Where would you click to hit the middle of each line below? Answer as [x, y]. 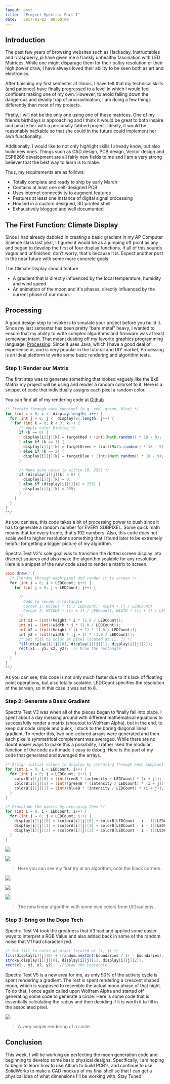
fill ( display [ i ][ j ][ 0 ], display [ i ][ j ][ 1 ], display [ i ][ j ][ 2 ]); [86, 644]
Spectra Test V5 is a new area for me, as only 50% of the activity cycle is [81, 974]
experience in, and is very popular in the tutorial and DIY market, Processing [85, 349]
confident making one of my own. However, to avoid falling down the [77, 94]
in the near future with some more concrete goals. [57, 259]
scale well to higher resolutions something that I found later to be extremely [84, 538]
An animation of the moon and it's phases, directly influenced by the [84, 289]
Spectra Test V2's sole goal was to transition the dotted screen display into [83, 554]
